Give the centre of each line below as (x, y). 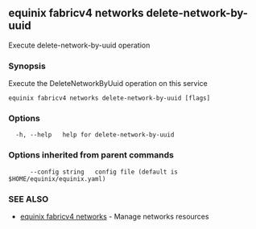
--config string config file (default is (104, 172)
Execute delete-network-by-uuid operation (79, 45)
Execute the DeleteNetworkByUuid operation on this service (108, 84)
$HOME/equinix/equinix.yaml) (57, 179)
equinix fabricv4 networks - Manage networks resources (114, 217)
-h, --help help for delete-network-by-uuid (95, 135)
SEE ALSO (29, 198)
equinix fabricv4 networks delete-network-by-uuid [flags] (109, 98)
